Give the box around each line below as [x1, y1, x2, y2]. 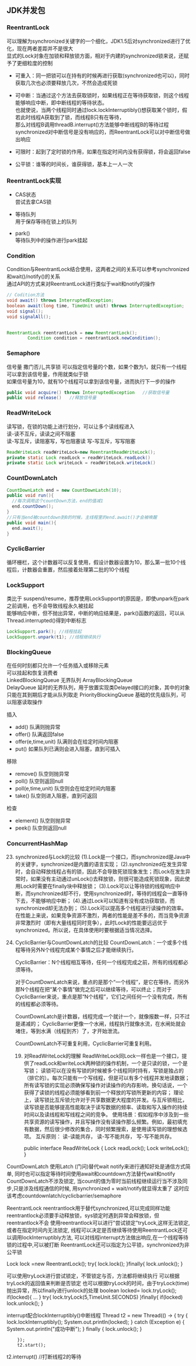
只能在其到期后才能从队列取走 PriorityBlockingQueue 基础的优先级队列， [6, 691, 181, 699]
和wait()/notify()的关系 [6, 273, 61, 280]
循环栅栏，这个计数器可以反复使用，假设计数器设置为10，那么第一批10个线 [6, 559, 186, 566]
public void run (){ [6, 492, 54, 499]
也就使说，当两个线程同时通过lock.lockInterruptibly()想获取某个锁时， [15, 106, 183, 113]
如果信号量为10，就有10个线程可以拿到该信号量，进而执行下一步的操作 [6, 378, 176, 385]
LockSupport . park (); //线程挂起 [6, 629, 82, 635]
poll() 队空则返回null [15, 778, 64, 785]
